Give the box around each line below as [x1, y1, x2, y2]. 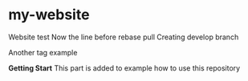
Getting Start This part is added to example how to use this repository [8, 63, 241, 73]
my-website [8, 6, 90, 24]
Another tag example [8, 47, 78, 57]
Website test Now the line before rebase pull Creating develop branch [8, 32, 239, 42]
